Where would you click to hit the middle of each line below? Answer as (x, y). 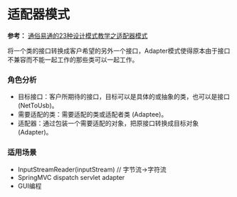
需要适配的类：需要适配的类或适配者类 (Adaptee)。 (93, 115)
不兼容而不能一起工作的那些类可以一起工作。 (73, 59)
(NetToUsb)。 (38, 106)
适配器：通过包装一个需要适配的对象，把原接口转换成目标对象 (108, 123)
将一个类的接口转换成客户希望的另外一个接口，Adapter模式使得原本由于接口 (119, 50)
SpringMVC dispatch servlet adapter (71, 177)
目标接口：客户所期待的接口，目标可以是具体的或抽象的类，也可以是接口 (123, 97)
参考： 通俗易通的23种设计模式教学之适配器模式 (78, 36)
